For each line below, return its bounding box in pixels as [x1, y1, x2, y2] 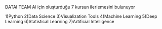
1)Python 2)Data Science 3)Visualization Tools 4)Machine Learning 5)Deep [5, 14, 158, 19]
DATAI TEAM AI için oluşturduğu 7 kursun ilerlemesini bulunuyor [5, 4, 135, 10]
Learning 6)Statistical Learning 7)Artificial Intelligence [5, 19, 115, 24]
